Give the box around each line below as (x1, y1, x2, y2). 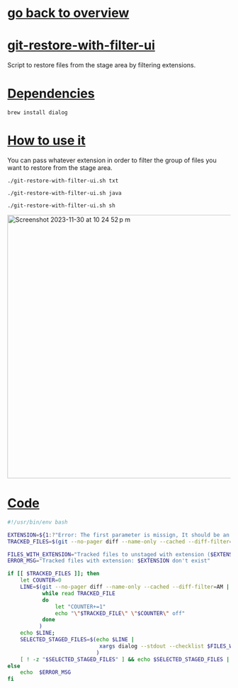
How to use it (7, 132, 86, 149)
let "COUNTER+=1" (55, 603, 106, 610)
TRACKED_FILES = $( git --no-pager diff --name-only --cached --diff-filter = (7, 538, 233, 545)
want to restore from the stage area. (7, 164, 113, 171)
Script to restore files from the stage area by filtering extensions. (7, 61, 196, 69)
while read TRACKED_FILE (42, 590, 115, 597)
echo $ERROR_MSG (20, 669, 72, 676)
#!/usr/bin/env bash (7, 519, 69, 526)
